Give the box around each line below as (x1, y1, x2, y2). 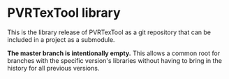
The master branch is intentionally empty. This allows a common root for (7, 49, 221, 57)
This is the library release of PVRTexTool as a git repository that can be (7, 28, 212, 36)
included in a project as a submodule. (7, 35, 115, 43)
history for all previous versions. (7, 64, 100, 72)
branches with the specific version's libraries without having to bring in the (7, 56, 222, 64)
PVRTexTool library (7, 5, 121, 21)
